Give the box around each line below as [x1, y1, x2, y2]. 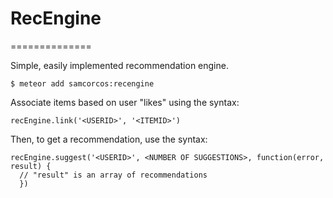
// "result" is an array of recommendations [19, 170, 208, 180]
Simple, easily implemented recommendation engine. [10, 59, 229, 71]
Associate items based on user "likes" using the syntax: [10, 96, 240, 108]
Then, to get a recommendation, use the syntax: [10, 133, 208, 145]
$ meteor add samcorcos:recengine [10, 78, 155, 89]
